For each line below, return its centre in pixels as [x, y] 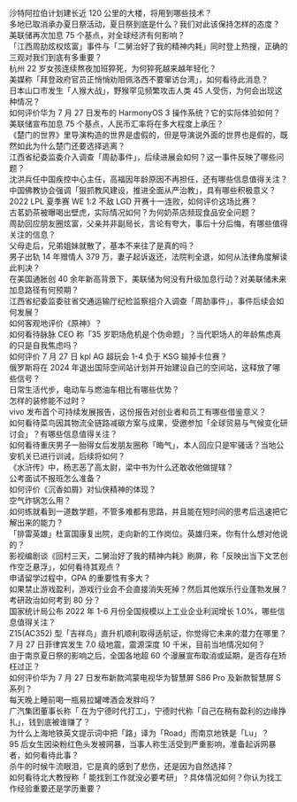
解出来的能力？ [36, 522]
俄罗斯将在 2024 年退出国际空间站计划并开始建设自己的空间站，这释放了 [141, 367]
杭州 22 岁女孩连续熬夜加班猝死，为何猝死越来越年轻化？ [113, 68]
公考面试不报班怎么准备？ [56, 478]
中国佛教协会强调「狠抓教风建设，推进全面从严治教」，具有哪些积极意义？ [143, 190]
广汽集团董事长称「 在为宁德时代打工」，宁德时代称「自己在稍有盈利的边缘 [144, 711]
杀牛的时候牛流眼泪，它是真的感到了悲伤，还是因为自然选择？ [122, 766]
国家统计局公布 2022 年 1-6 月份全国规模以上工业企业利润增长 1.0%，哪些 [143, 611]
